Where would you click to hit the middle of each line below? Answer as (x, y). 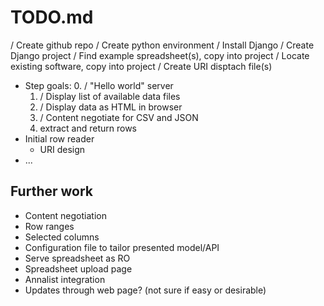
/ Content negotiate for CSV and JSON (119, 117)
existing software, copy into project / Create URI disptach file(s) (141, 66)
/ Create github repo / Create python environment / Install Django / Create (162, 45)
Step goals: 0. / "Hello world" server (99, 85)
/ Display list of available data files (110, 96)
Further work (52, 191)
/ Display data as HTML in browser (111, 107)
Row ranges (49, 226)
